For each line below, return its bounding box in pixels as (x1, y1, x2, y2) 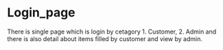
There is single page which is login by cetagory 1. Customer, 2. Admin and (7, 27, 217, 36)
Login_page (7, 5, 75, 21)
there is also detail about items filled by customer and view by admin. (7, 34, 202, 42)
